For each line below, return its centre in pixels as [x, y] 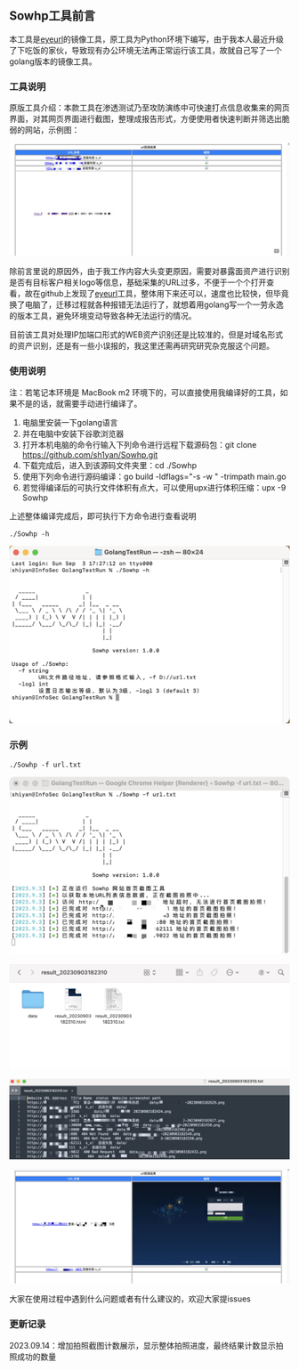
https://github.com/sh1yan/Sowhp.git [90, 454]
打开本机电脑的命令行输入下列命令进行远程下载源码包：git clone [139, 444]
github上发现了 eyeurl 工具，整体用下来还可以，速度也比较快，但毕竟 [164, 294]
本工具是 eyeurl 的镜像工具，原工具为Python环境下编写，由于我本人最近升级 [147, 39]
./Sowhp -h [29, 534]
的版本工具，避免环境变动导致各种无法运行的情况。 [103, 316]
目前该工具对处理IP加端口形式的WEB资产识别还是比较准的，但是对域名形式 [146, 335]
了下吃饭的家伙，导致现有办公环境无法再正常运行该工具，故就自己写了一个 [145, 50]
